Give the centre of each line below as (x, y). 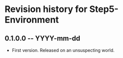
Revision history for (46, 9)
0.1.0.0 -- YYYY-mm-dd (43, 38)
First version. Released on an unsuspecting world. (63, 50)
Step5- (104, 9)
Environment (32, 20)
